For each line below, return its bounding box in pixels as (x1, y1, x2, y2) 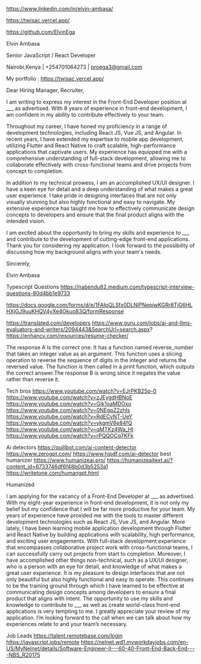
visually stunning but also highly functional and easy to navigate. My (6, 198, 175, 205)
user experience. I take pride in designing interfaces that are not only (6, 192, 177, 199)
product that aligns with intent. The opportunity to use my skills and (6, 595, 173, 602)
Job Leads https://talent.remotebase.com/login (6, 632, 123, 639)
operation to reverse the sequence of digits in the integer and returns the (6, 357, 187, 363)
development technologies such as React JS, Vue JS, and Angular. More (6, 518, 185, 525)
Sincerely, (6, 260, 31, 267)
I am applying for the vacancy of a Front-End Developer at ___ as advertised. (6, 493, 195, 500)
